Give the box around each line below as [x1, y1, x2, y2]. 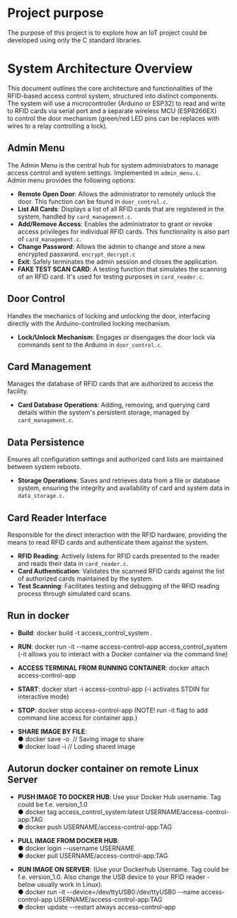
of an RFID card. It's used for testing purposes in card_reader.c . [17, 272, 204, 281]
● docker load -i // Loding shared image [17, 742, 136, 750]
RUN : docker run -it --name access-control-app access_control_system [17, 642, 228, 651]
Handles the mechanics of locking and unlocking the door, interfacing [7, 311, 211, 320]
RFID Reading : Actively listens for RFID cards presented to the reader [17, 552, 220, 560]
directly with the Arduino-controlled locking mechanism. [7, 319, 171, 327]
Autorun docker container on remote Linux [7, 762, 200, 775]
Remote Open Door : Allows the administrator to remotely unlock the [17, 190, 216, 198]
